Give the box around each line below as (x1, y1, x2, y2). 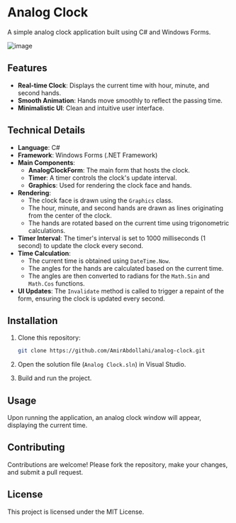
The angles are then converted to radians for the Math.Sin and (28, 271, 210, 280)
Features (7, 62, 47, 75)
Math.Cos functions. (28, 279, 85, 288)
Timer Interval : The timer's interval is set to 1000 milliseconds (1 (17, 234, 206, 242)
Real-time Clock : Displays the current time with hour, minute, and (17, 81, 210, 90)
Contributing (7, 441, 65, 453)
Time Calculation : (17, 249, 71, 257)
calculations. (28, 226, 66, 234)
